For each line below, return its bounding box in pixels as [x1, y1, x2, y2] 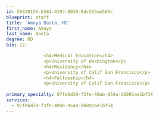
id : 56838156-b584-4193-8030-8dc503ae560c [6, 8, 113, 15]
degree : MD [6, 36, 33, 42]
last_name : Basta [6, 31, 49, 37]
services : [6, 97, 31, 103]
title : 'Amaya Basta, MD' [6, 20, 70, 26]
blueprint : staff [6, 14, 49, 20]
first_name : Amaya [6, 25, 52, 32]
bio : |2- [6, 42, 28, 48]
